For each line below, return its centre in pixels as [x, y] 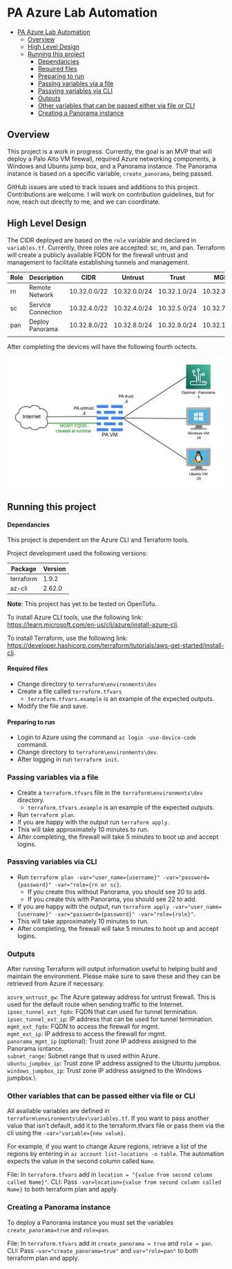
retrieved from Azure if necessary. [56, 984]
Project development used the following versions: [78, 553]
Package [23, 569]
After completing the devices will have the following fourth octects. [103, 346]
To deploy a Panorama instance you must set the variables [90, 1222]
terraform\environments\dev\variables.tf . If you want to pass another [108, 1118]
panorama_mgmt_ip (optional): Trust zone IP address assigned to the [102, 1041]
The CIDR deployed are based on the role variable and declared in [102, 240]
